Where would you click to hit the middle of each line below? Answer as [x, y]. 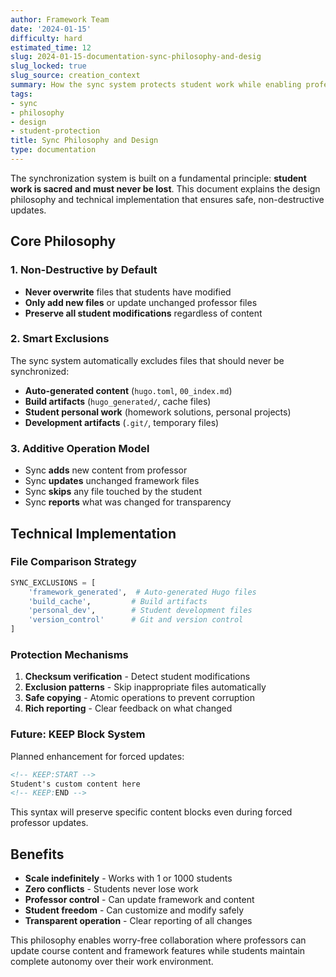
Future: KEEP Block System [78, 734]
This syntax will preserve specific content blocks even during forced [151, 812]
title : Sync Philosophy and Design [84, 141]
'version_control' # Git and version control [136, 620]
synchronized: [40, 371]
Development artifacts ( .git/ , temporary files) [122, 422]
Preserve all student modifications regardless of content [143, 313]
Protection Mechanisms [69, 655]
